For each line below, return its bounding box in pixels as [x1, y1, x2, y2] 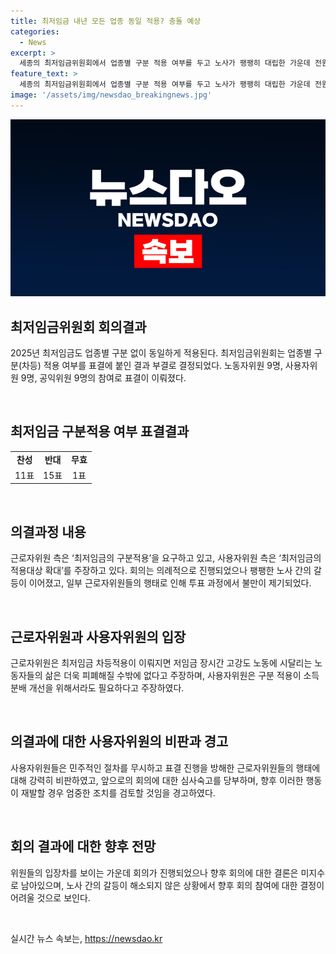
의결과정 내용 [10, 523, 87, 540]
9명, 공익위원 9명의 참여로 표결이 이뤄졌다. [20, 372, 187, 384]
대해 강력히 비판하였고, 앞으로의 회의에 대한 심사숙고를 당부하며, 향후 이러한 [10, 774, 304, 786]
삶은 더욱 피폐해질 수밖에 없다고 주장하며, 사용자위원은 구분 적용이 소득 [44, 670, 320, 681]
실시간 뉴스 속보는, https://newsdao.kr [10, 932, 163, 944]
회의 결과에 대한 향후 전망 [10, 838, 157, 855]
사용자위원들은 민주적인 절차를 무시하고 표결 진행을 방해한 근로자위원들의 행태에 [10, 761, 321, 774]
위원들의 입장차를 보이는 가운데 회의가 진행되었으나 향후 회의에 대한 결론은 [10, 866, 299, 879]
